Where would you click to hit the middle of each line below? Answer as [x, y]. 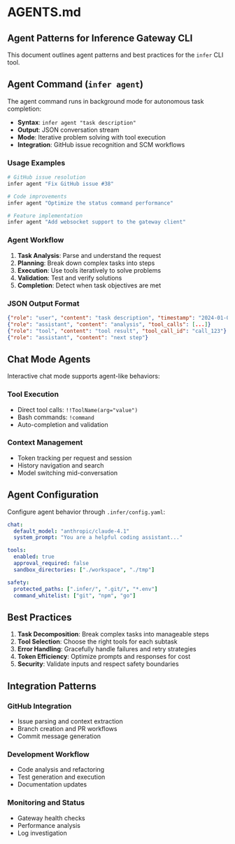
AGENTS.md [44, 12]
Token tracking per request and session [74, 458]
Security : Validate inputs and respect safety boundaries [98, 664]
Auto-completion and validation [63, 424]
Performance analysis [49, 825]
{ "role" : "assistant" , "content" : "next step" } [78, 337]
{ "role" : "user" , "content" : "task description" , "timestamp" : [101, 318]
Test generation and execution [61, 777]
